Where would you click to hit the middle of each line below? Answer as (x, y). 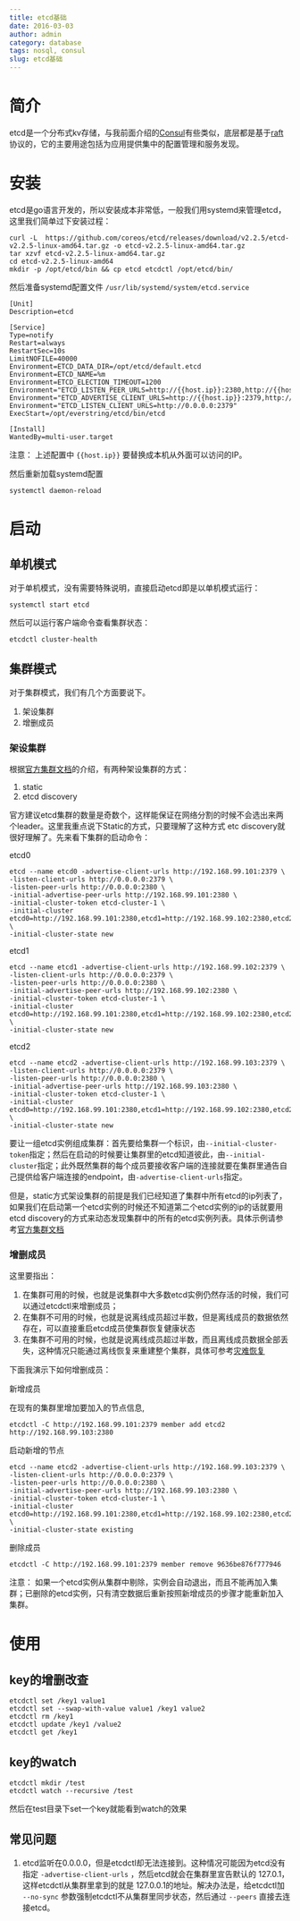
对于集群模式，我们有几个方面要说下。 (79, 692)
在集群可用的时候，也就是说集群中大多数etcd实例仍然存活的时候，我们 (151, 1295)
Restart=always (37, 343)
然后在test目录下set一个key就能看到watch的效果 (98, 1809)
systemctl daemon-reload (55, 490)
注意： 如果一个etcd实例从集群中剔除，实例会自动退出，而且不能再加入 (140, 1582)
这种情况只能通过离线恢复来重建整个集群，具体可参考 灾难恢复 (151, 1351)
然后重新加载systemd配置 (57, 473)
